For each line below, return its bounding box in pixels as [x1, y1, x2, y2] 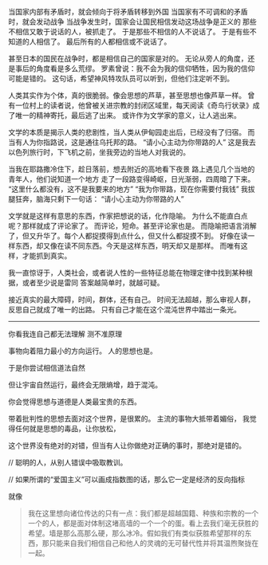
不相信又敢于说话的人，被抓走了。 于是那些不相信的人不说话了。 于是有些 [8, 27, 250, 36]
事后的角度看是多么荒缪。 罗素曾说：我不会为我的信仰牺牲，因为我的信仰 [14, 64, 255, 73]
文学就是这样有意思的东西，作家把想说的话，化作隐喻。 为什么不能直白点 [8, 211, 248, 221]
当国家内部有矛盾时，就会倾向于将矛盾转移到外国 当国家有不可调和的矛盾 [8, 7, 248, 16]
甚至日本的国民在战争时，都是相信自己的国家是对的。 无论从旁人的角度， [8, 54, 248, 63]
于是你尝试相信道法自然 [8, 363, 85, 372]
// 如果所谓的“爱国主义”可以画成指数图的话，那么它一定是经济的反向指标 [8, 475, 246, 484]
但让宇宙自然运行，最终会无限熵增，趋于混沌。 [8, 380, 162, 389]
